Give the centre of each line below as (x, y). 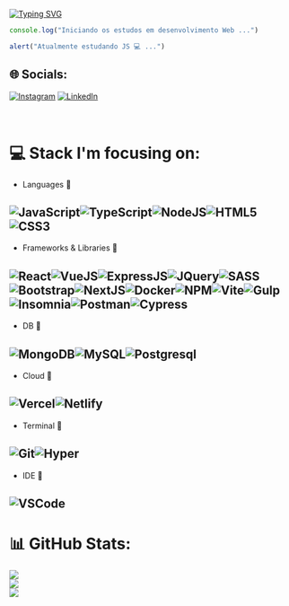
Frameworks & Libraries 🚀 (70, 248)
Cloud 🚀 (37, 375)
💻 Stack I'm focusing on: (105, 153)
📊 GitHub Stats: (70, 544)
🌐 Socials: (39, 75)
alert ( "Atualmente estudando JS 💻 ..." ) (88, 46)
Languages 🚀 (47, 184)
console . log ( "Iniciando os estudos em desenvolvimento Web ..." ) (134, 31)
